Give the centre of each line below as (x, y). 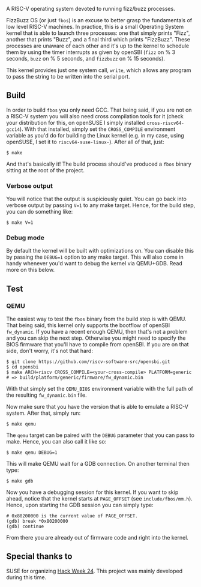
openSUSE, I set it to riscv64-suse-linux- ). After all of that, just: (85, 142)
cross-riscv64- (165, 123)
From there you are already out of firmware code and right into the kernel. (97, 538)
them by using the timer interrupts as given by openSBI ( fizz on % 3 (91, 52)
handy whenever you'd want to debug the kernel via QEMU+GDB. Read (94, 263)
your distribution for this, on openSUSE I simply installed (76, 122)
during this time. (26, 577)
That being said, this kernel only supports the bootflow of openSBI (88, 325)
